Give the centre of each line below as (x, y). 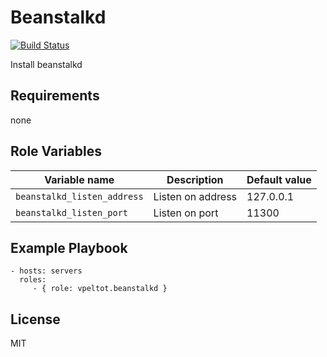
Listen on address (195, 196)
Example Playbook (69, 247)
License (35, 319)
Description (195, 179)
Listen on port (186, 213)
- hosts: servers (46, 271)
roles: (33, 280)
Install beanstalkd (46, 64)
